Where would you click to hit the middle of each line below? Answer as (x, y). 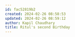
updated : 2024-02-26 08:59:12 (36, 18)
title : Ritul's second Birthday (37, 27)
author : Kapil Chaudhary (30, 23)
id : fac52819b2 (20, 9)
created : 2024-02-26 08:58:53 (36, 14)
